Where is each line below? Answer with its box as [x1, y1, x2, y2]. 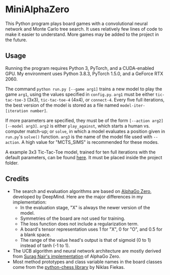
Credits [5, 174, 29, 183]
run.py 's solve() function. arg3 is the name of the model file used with [5, 134, 152, 140]
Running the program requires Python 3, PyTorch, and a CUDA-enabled [5, 65, 154, 71]
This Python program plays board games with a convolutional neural [5, 20, 148, 27]
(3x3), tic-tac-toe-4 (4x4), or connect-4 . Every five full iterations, [27, 96, 165, 103]
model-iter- [120, 103, 146, 108]
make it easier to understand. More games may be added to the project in [5, 31, 159, 37]
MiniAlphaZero [5, 4, 70, 15]
